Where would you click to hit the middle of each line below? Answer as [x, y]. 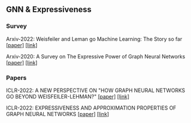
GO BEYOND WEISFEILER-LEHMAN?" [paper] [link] [68, 96]
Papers [16, 78]
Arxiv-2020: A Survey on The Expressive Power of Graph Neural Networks [96, 56]
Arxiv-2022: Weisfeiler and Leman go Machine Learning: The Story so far [94, 39]
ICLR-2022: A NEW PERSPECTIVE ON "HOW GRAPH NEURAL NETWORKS [95, 90]
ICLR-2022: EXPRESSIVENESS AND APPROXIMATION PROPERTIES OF [91, 108]
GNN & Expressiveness [49, 10]
